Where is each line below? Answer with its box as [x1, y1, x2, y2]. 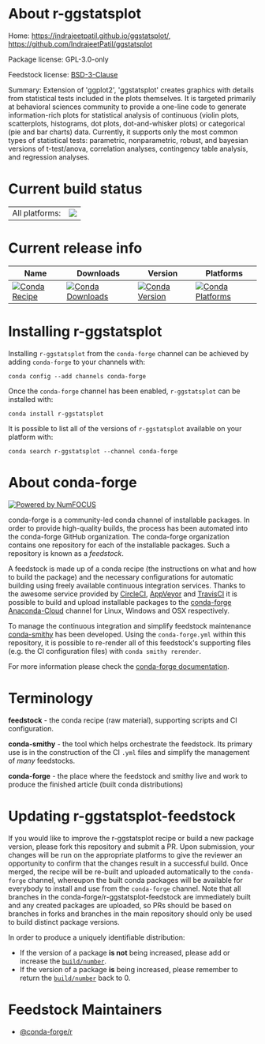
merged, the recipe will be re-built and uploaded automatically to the [8, 866, 231, 877]
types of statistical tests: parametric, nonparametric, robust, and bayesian [8, 135, 248, 145]
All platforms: [12, 207, 62, 218]
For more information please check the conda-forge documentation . [8, 661, 230, 671]
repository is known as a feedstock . [8, 548, 125, 558]
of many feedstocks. [8, 756, 76, 765]
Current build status [8, 180, 143, 198]
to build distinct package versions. [8, 917, 120, 926]
